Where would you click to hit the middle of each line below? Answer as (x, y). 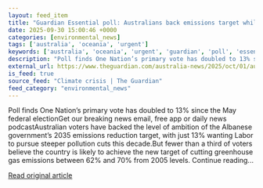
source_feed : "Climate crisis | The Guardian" (85, 81)
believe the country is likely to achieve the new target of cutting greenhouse (131, 152)
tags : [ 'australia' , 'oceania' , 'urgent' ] (78, 45)
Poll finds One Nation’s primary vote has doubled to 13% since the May (122, 110)
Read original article (40, 175)
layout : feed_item (38, 15)
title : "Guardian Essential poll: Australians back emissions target (124, 23)
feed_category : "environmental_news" (70, 88)
